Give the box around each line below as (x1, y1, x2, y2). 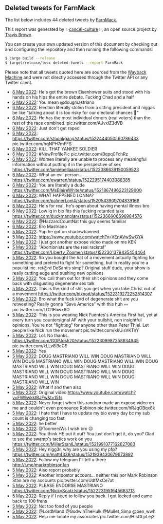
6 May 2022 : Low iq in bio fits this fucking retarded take (12, 208, 125, 214)
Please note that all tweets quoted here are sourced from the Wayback (5, 69, 147, 75)
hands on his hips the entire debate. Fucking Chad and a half (12, 94, 134, 100)
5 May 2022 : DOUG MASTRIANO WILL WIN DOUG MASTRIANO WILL (12, 353, 152, 359)
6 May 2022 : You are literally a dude (12, 182, 85, 188)
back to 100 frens (12, 498, 48, 504)
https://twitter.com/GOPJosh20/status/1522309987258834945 (12, 337, 139, 343)
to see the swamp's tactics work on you (12, 436, 92, 442)
